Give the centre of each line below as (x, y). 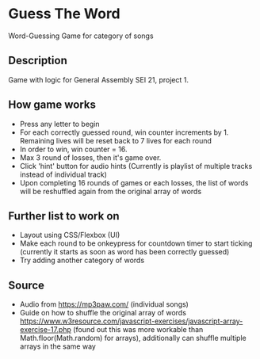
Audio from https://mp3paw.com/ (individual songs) (104, 304)
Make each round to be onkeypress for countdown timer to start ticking (136, 243)
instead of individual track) (63, 174)
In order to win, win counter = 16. (73, 149)
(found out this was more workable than (138, 330)
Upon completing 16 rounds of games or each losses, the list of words (134, 182)
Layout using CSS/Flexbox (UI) (70, 235)
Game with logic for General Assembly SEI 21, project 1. (98, 79)
